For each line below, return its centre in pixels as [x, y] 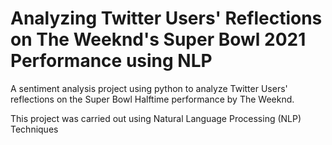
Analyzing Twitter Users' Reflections [166, 18]
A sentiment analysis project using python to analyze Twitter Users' [149, 88]
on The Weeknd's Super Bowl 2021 [158, 39]
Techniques [34, 129]
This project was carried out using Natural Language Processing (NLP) [156, 118]
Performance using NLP [111, 61]
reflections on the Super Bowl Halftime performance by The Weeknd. [152, 99]
